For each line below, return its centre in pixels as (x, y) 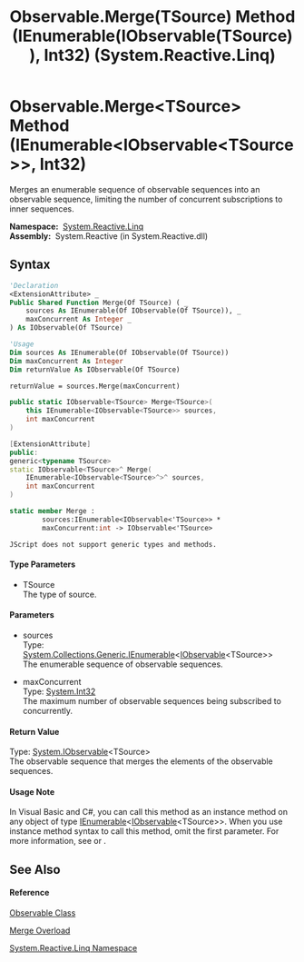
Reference (29, 893)
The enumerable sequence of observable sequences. (123, 664)
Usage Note (32, 791)
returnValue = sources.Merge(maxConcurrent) (95, 386)
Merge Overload (40, 931)
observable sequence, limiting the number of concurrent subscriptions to (146, 199)
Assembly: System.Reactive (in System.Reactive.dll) (109, 236)
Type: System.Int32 (59, 691)
